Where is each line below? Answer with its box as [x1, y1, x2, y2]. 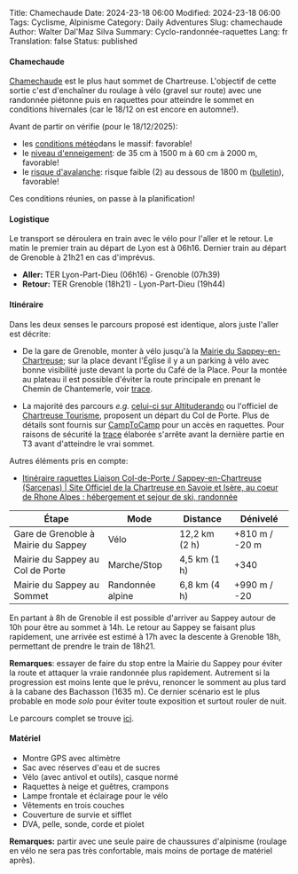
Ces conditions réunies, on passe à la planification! [9, 193, 195, 204]
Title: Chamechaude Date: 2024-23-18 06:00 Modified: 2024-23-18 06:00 [9, 8, 281, 18]
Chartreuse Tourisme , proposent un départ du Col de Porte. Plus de [21, 410, 270, 421]
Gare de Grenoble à [13, 527, 96, 539]
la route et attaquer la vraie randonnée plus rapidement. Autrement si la [9, 667, 271, 678]
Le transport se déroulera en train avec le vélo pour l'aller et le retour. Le [9, 233, 273, 244]
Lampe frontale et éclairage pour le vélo [21, 790, 169, 801]
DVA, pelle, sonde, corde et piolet [21, 818, 145, 829]
